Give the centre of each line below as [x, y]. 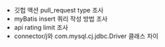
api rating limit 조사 [41, 27]
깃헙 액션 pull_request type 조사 [59, 10]
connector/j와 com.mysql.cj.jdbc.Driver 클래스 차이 [86, 36]
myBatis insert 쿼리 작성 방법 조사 [61, 19]
